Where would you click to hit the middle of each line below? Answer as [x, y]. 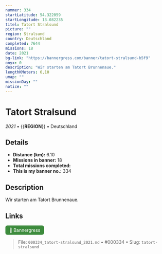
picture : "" [18, 29]
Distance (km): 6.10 [34, 155]
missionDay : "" [22, 82]
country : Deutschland [29, 39]
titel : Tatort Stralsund [32, 24]
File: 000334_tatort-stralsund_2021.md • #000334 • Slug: [79, 242]
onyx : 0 [14, 63]
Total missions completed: [42, 166]
